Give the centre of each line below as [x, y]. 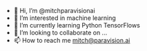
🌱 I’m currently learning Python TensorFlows [77, 25]
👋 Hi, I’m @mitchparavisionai [54, 11]
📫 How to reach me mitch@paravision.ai [72, 40]
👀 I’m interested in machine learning [65, 18]
